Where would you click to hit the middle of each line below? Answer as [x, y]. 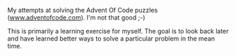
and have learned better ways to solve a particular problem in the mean [111, 38]
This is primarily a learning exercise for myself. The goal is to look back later [118, 31]
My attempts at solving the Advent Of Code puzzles [83, 10]
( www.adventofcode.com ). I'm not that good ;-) [76, 17]
